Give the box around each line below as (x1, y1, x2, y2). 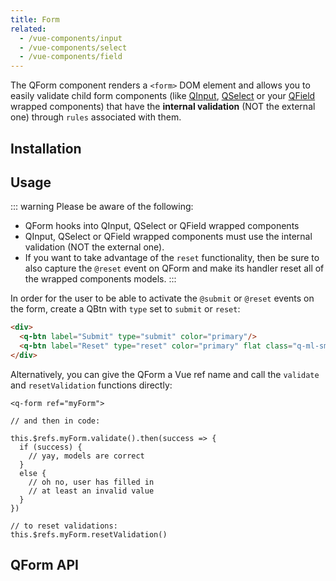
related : (10, 24, 47, 34)
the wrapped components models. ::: (24, 273, 177, 285)
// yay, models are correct (28, 451, 145, 461)
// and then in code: (10, 416, 101, 426)
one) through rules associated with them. (10, 111, 182, 123)
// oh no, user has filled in (28, 477, 155, 487)
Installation (10, 140, 82, 157)
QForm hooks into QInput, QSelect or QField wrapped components (24, 220, 300, 232)
